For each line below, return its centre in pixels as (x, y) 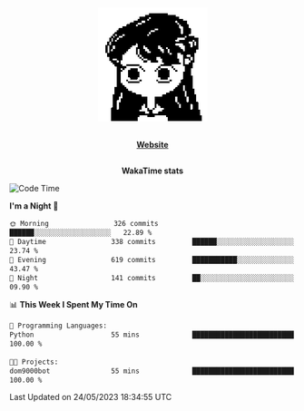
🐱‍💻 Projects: (34, 362)
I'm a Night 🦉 (34, 206)
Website (152, 144)
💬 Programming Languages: (58, 326)
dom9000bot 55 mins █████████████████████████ (152, 371)
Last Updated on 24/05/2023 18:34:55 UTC (91, 397)
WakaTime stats (152, 171)
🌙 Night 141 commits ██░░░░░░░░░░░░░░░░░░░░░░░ (152, 279)
